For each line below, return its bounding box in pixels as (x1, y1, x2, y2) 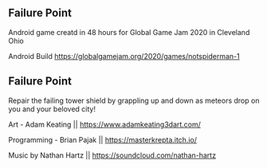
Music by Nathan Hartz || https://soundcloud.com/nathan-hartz (8, 150, 217, 160)
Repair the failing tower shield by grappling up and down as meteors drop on (8, 96, 260, 105)
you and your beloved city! (8, 104, 96, 114)
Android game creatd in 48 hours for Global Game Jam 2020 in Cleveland (8, 27, 250, 37)
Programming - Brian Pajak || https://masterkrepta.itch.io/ (8, 135, 198, 144)
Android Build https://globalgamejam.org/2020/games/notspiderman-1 (8, 51, 241, 61)
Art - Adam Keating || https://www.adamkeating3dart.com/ (8, 119, 202, 129)
